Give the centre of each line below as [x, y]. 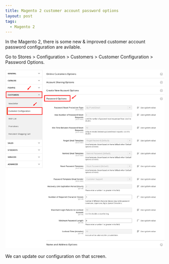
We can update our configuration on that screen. [56, 256]
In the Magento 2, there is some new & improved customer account [75, 42]
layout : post [19, 16]
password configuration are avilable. [43, 47]
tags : [11, 21]
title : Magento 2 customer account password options [62, 11]
